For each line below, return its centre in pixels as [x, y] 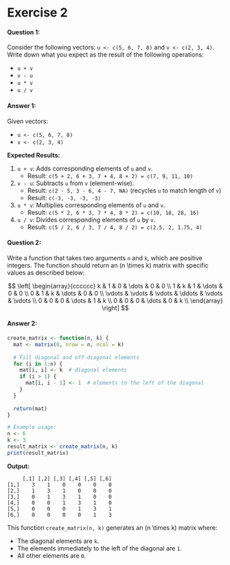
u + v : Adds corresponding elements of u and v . [85, 168]
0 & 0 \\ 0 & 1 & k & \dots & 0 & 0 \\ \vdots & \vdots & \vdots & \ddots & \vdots [115, 293]
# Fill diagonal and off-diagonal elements [76, 357]
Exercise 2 [37, 13]
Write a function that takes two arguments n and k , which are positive [105, 258]
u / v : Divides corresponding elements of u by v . [86, 220]
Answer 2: [22, 323]
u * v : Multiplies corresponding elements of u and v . [91, 205]
